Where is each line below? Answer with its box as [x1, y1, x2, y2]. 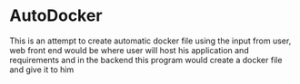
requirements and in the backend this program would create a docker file [9, 54, 283, 65]
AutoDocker [9, 5, 103, 26]
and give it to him [9, 64, 75, 75]
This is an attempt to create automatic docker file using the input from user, [9, 35, 292, 46]
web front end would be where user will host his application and [9, 44, 249, 55]
